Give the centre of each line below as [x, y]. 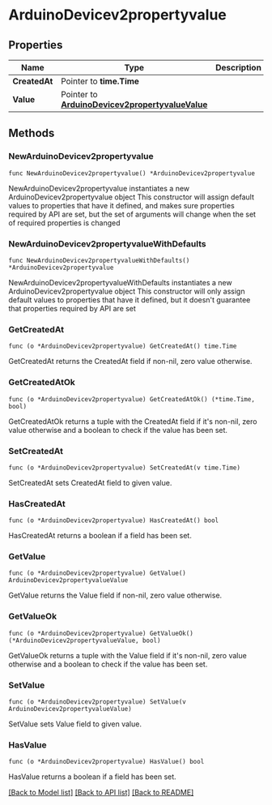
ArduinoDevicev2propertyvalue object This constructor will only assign [127, 291]
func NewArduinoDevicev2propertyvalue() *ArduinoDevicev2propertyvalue [132, 173]
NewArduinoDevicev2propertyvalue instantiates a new [99, 188]
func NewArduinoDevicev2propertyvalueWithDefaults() [99, 260]
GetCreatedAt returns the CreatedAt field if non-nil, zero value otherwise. [130, 362]
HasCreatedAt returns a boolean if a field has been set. [100, 536]
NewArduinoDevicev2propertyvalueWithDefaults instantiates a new [120, 282]
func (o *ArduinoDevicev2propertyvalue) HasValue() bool [106, 762]
